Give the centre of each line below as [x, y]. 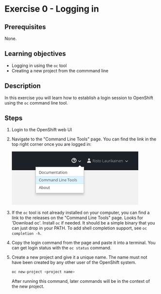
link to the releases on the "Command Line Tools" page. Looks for [77, 218]
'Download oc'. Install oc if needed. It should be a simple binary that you [83, 223]
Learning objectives [35, 54]
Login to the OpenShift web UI [42, 130]
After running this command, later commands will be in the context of [81, 281]
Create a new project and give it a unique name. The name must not [79, 257]
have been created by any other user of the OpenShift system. [74, 262]
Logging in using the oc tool [39, 65]
